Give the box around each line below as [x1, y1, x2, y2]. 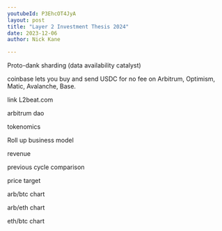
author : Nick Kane [7, 36, 61, 43]
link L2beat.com [7, 95, 54, 104]
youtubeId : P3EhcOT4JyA [7, 10, 77, 17]
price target [7, 177, 41, 185]
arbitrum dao [7, 109, 45, 118]
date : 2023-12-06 [7, 29, 58, 37]
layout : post [7, 17, 45, 24]
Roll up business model [7, 136, 74, 145]
